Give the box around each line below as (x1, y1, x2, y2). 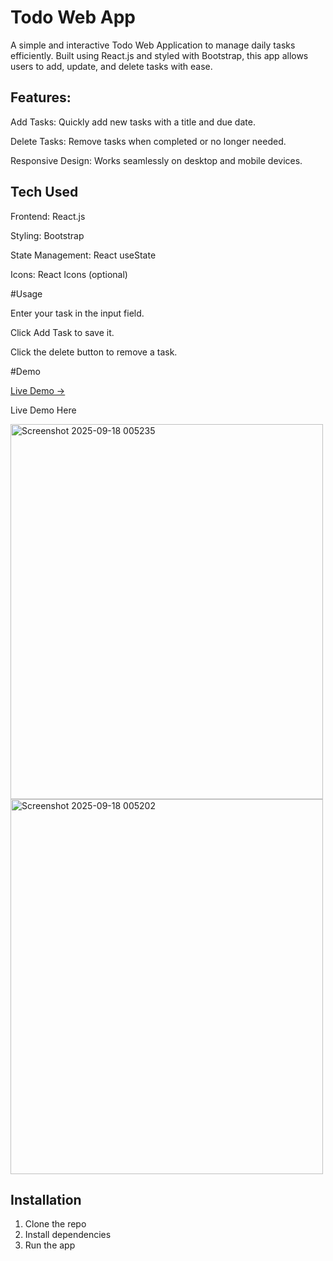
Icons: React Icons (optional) (10, 268, 128, 280)
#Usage (10, 287, 43, 300)
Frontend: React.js (10, 210, 86, 222)
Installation (10, 1191, 82, 1208)
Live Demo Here (10, 404, 77, 416)
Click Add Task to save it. (10, 326, 115, 338)
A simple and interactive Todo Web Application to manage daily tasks (10, 39, 296, 51)
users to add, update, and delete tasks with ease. (10, 60, 213, 72)
